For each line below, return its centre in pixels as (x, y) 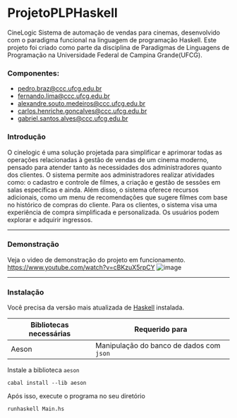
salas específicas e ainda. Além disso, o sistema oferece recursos (103, 190)
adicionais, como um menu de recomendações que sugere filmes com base (117, 197)
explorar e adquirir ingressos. (50, 219)
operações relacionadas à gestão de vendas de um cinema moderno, (108, 159)
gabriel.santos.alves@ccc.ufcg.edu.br (73, 118)
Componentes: (34, 73)
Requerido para (161, 329)
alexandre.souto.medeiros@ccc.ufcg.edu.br (81, 104)
